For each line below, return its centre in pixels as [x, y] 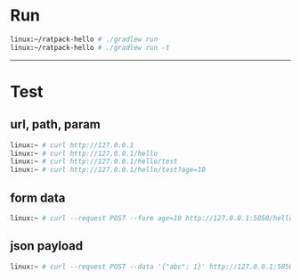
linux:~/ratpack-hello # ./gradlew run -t [90, 47]
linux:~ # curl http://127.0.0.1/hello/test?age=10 [108, 170]
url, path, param [56, 124]
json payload [47, 246]
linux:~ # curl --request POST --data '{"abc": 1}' [108, 267]
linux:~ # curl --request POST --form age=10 [96, 218]
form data [38, 198]
